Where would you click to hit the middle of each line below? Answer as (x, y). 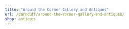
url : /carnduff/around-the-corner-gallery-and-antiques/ (65, 14)
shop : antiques (21, 19)
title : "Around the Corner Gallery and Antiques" (57, 10)
